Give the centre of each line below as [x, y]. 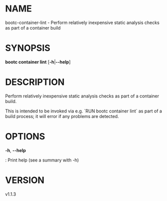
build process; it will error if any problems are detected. [62, 116]
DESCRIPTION [35, 82]
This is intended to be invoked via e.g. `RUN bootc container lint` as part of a [83, 111]
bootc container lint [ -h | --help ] [38, 62]
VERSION [25, 180]
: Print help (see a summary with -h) [42, 160]
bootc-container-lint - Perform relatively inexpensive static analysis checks [82, 22]
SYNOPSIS [28, 48]
